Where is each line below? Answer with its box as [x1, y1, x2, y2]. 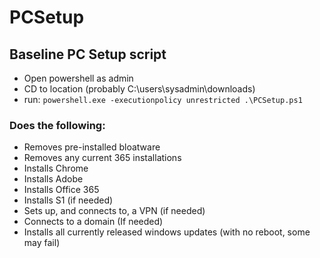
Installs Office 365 [23, 184, 100, 196]
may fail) [23, 237, 61, 249]
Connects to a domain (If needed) [23, 216, 164, 228]
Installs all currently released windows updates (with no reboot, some [23, 226, 311, 238]
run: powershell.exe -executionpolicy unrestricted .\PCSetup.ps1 [23, 94, 303, 105]
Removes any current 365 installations [23, 152, 182, 164]
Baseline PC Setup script [9, 46, 167, 63]
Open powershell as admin [23, 72, 134, 84]
